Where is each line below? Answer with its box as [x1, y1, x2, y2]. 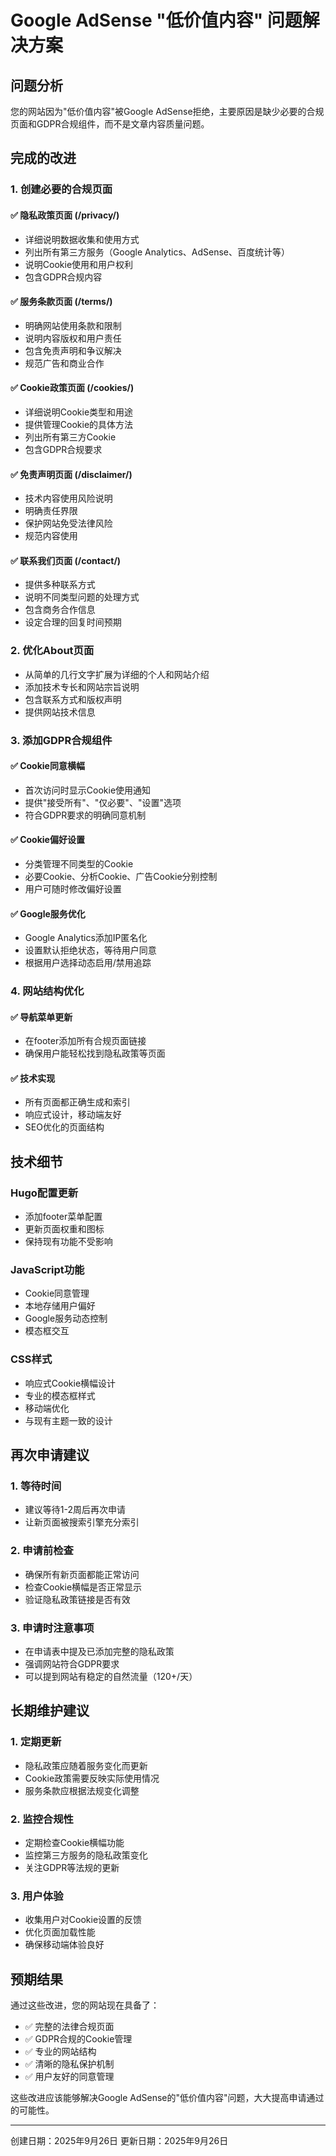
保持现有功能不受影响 [24, 1236, 113, 1248]
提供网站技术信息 [24, 706, 96, 718]
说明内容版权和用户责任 [24, 332, 122, 344]
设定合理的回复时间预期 [24, 616, 122, 628]
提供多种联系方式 [24, 579, 96, 591]
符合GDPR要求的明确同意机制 [24, 809, 147, 821]
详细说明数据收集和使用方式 [24, 233, 140, 245]
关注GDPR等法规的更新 [24, 1862, 120, 1874]
